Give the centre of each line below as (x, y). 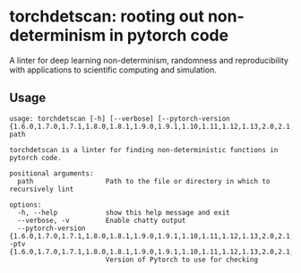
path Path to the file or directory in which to (144, 181)
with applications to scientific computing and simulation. (113, 70)
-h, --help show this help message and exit (124, 212)
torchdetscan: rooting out (107, 17)
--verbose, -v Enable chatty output (102, 220)
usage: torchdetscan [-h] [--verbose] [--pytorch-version (120, 118)
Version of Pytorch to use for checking (181, 260)
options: (26, 205)
